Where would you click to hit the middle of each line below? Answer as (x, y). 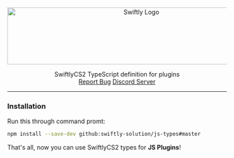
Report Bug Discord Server (117, 81)
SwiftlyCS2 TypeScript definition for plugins (117, 74)
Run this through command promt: (56, 121)
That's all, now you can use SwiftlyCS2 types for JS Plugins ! (94, 148)
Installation (27, 106)
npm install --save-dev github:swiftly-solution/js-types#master (104, 134)
